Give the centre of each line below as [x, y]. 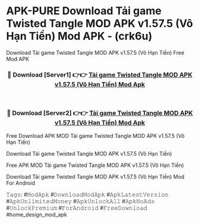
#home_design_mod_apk [37, 214]
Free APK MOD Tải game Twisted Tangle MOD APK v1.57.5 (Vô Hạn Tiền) [95, 165]
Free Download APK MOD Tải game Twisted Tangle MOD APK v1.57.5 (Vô [96, 135]
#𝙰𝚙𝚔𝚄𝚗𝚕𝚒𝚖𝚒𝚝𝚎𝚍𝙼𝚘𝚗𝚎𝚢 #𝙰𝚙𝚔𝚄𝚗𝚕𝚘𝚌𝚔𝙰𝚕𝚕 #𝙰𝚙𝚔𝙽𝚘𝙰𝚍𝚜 [80, 201]
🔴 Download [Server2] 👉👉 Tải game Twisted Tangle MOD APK [100, 113]
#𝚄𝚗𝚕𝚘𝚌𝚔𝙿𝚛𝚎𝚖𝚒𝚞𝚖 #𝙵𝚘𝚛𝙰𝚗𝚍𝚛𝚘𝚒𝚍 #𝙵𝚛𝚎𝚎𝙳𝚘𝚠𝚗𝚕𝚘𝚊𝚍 [77, 208]
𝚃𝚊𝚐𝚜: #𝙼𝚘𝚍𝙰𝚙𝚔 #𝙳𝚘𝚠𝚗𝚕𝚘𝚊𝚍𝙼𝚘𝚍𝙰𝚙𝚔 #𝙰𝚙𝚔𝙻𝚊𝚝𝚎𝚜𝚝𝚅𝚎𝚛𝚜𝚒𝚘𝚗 [88, 194]
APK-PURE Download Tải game [84, 11]
